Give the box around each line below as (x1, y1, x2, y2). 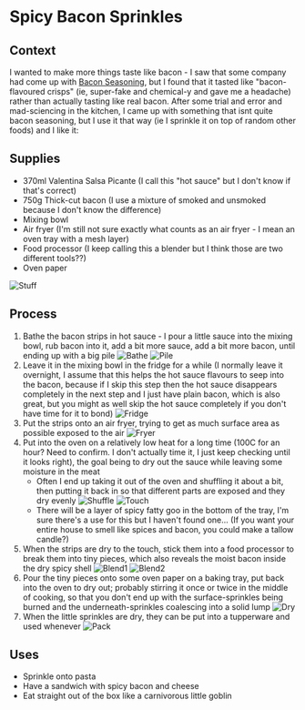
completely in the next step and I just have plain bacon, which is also (22, 389, 280, 400)
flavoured (9, 86, 46, 96)
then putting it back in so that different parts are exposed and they (36, 485, 285, 496)
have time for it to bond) (22, 408, 114, 419)
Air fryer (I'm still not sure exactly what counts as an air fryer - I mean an (22, 223, 296, 234)
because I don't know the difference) (22, 204, 162, 215)
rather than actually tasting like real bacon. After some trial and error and (9, 96, 282, 106)
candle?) (36, 533, 70, 544)
